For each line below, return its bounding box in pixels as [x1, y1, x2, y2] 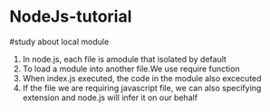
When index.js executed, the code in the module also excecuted [22, 72, 262, 83]
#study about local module [9, 36, 110, 47]
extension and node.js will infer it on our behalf [22, 92, 198, 103]
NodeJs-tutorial [9, 6, 132, 27]
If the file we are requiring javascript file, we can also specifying [22, 82, 262, 93]
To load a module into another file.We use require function [22, 63, 240, 74]
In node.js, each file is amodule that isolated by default [22, 53, 227, 64]
